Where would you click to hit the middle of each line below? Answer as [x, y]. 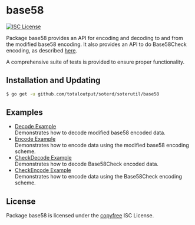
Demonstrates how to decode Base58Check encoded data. [87, 164]
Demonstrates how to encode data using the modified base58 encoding [102, 145]
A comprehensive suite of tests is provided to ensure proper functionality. [95, 62]
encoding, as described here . [42, 50]
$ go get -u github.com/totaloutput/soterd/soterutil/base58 [83, 94]
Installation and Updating [53, 80]
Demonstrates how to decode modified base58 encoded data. [90, 133]
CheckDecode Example [43, 158]
